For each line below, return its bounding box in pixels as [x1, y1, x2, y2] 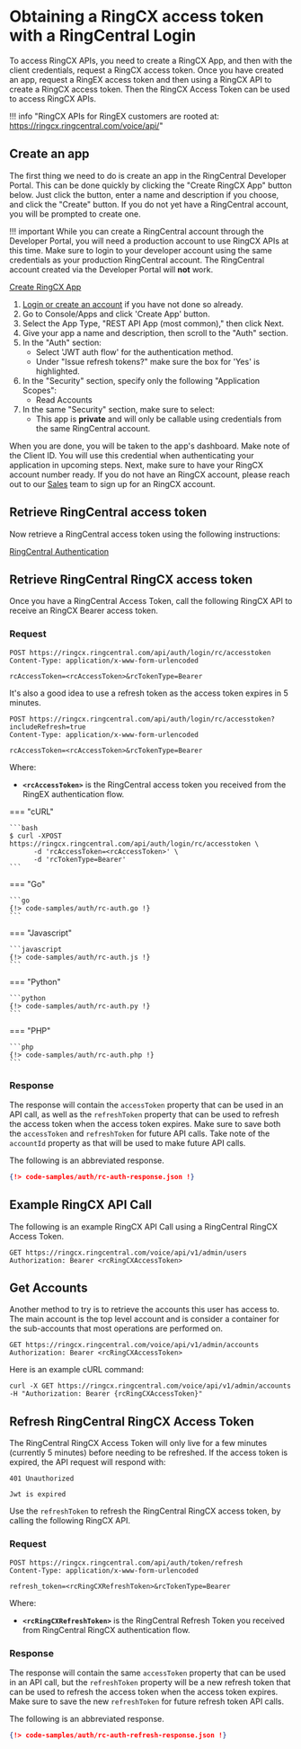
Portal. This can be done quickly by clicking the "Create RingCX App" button [9, 180, 292, 191]
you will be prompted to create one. [9, 209, 141, 219]
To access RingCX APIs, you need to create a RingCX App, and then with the [9, 55, 293, 66]
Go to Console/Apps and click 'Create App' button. [22, 308, 210, 319]
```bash [9, 823, 39, 832]
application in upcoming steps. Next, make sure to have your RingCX [9, 459, 263, 470]
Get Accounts [9, 1281, 88, 1296]
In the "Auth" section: [22, 337, 102, 348]
